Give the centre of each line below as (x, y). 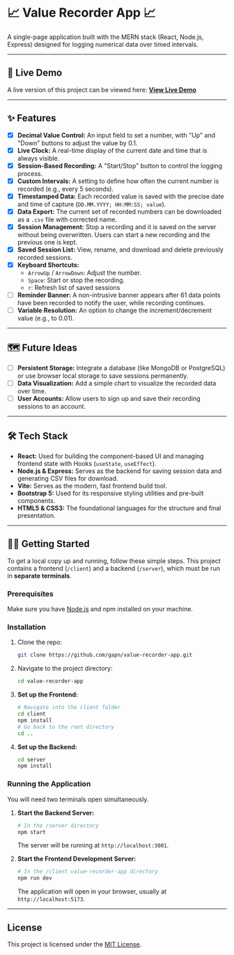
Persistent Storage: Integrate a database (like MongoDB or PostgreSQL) (121, 368)
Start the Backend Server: (56, 812)
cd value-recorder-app (50, 681)
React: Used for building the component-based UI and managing (110, 456)
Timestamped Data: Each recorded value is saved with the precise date (120, 196)
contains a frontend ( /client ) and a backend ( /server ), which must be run (114, 568)
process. (30, 173)
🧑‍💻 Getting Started (48, 544)
